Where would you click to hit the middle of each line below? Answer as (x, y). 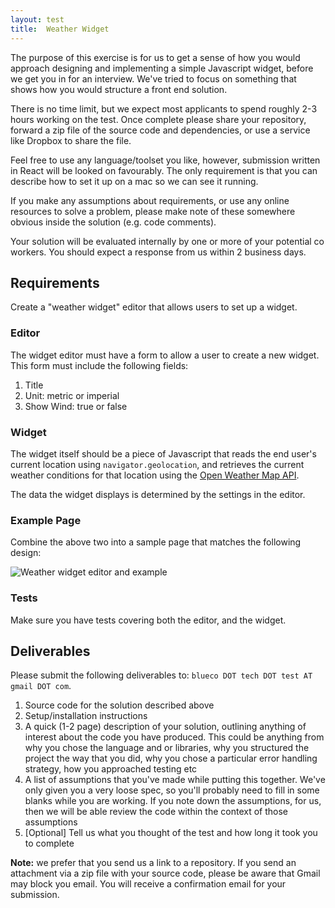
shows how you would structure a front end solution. (119, 89)
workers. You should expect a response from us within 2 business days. (158, 252)
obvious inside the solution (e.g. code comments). (113, 222)
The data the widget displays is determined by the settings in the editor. (158, 494)
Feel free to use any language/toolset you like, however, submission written (165, 160)
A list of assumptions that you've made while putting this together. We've (175, 780)
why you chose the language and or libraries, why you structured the (167, 748)
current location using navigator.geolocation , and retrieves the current (157, 464)
